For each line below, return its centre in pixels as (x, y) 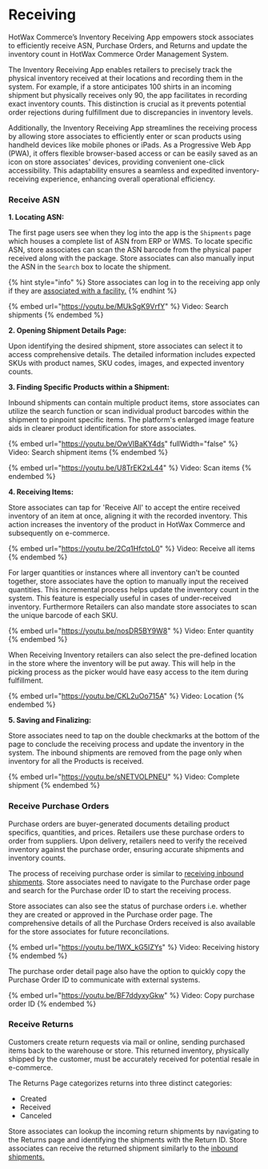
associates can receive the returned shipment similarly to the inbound (123, 1148)
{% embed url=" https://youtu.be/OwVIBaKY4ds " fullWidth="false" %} (123, 444)
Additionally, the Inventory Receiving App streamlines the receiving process (133, 128)
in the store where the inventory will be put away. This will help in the (122, 664)
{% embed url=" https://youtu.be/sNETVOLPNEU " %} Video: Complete (124, 777)
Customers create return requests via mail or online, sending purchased (127, 1041)
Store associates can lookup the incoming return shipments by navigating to (134, 1131)
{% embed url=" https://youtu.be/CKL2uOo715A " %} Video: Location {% (126, 696)
